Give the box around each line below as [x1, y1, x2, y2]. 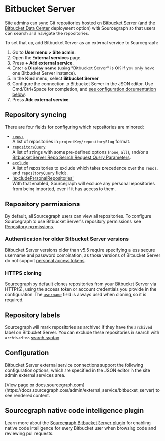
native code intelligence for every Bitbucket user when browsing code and [5, 425, 156, 431]
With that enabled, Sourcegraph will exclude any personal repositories [12, 180, 155, 186]
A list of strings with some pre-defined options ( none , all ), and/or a [12, 149, 149, 155]
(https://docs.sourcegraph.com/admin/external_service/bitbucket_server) [5, 387, 155, 393]
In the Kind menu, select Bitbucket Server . [12, 75, 100, 81]
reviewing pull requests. [5, 430, 54, 436]
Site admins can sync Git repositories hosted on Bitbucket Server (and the [5, 20, 155, 26]
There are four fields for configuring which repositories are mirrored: [5, 124, 144, 130]
